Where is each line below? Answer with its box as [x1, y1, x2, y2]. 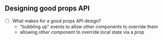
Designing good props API [5, 4, 90, 13]
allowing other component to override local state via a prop [19, 29, 145, 35]
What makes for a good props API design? [12, 17, 102, 24]
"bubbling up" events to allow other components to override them [19, 23, 158, 30]
